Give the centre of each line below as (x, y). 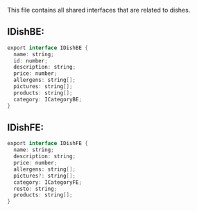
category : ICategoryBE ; (48, 99)
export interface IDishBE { (48, 48)
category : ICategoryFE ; (48, 182)
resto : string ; (35, 189)
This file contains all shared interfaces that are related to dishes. (99, 10)
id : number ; (31, 61)
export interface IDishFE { (48, 144)
